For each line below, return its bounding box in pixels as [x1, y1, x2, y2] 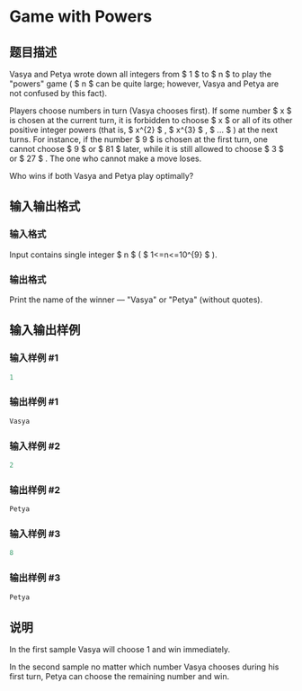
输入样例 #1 [9, 352, 58, 364]
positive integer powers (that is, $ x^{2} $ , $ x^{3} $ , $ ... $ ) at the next [9, 124, 279, 135]
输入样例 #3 [9, 527, 61, 540]
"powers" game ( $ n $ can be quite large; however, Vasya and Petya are [9, 78, 280, 89]
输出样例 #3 [9, 571, 61, 584]
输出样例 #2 [9, 483, 61, 496]
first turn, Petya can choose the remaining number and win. [9, 671, 230, 682]
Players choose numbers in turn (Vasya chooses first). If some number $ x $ [9, 105, 292, 116]
